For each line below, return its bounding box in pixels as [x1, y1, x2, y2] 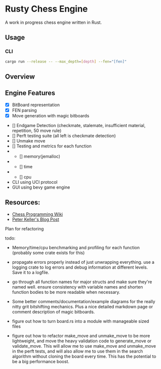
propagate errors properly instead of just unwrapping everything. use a [12, 259, 155, 265]
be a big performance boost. [12, 358, 69, 364]
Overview [5, 72, 35, 80]
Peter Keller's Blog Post [12, 216, 60, 222]
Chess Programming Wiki [12, 211, 63, 217]
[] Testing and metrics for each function [12, 143, 92, 149]
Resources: [5, 198, 40, 207]
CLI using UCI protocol [12, 179, 58, 185]
